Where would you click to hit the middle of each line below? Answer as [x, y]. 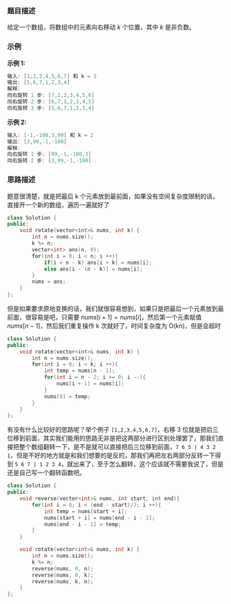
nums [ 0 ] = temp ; [67, 396]
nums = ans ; [49, 282]
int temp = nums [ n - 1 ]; [79, 371]
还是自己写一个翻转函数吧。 [46, 472]
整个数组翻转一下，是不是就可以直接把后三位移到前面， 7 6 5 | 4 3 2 [118, 447]
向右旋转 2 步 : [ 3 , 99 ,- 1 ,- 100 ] [49, 161]
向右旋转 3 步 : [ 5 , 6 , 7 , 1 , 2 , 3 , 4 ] [51, 108]
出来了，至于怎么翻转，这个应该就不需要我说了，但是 [148, 464]
